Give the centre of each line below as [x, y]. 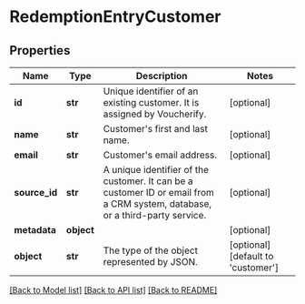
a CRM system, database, [157, 204]
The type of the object [150, 250]
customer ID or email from [159, 193]
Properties [40, 51]
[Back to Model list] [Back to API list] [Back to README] [113, 290]
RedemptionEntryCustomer [115, 17]
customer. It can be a [148, 181]
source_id [36, 193]
